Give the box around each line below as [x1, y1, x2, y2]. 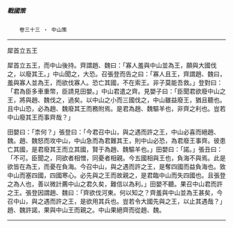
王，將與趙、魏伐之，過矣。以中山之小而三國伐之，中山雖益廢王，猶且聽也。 [7, 96, 226, 104]
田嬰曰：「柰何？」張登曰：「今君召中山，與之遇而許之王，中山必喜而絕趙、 [7, 128, 220, 136]
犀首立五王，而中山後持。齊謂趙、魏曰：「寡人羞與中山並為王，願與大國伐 [7, 61, 217, 69]
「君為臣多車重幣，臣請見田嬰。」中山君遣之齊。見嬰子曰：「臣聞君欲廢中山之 [7, 87, 226, 95]
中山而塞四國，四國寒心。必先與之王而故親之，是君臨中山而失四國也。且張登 [7, 170, 226, 179]
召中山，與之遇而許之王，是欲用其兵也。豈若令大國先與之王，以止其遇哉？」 [7, 197, 226, 205]
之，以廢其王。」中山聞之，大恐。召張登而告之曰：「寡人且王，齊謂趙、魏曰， [7, 69, 226, 78]
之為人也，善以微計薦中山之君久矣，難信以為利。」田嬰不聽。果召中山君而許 [7, 179, 223, 188]
